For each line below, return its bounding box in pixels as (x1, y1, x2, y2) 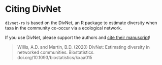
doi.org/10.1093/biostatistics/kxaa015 (17, 54, 93, 60)
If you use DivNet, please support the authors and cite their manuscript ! (5, 34, 151, 40)
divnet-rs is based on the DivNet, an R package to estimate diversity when (5, 20, 158, 26)
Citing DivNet (5, 3, 61, 15)
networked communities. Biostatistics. (17, 49, 95, 55)
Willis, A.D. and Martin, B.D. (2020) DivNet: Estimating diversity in (17, 44, 150, 50)
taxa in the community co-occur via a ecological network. (5, 25, 122, 31)
